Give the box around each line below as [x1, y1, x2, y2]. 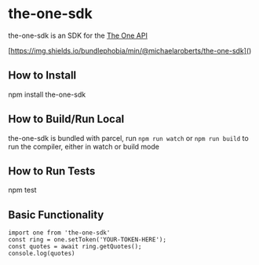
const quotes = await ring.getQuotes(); [8, 243, 143, 251]
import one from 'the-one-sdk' [8, 229, 111, 237]
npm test [8, 186, 37, 195]
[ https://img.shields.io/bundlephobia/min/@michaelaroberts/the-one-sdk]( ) [8, 46, 252, 55]
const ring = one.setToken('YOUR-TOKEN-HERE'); [8, 236, 167, 244]
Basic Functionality [8, 208, 104, 221]
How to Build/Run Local [8, 112, 125, 126]
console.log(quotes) [8, 249, 76, 258]
